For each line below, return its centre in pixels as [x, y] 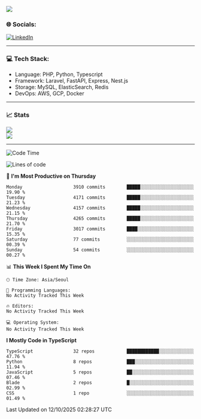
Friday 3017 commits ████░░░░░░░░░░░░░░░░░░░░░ [100, 229]
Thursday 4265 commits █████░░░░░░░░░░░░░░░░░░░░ [100, 218]
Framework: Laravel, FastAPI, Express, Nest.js [71, 80]
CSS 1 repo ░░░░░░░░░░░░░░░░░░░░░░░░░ [100, 393]
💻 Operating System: [33, 322]
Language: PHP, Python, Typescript [59, 74]
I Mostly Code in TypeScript [41, 340]
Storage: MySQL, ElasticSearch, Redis [62, 87]
